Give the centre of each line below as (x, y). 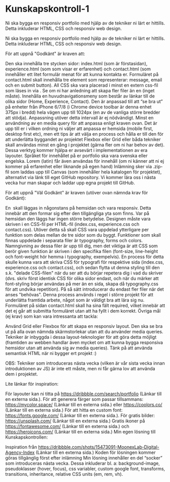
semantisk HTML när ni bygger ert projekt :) (51, 353)
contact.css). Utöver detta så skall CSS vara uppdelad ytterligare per (77, 230)
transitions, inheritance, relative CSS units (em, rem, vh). (64, 474)
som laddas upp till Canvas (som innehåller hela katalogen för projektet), (86, 172)
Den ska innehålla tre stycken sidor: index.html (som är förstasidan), (76, 63)
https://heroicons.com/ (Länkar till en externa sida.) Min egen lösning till (80, 432)
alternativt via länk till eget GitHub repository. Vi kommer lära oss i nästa (81, 177)
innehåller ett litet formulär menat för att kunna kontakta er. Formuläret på (82, 74)
